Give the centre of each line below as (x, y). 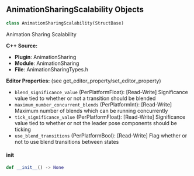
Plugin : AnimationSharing (45, 57)
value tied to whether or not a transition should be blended (85, 98)
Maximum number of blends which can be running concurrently (91, 111)
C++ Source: (22, 46)
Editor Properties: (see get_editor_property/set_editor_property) (84, 81)
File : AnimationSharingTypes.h (51, 69)
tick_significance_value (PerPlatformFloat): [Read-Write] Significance (100, 117)
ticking (22, 129)
